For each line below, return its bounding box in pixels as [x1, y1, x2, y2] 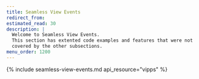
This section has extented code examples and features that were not [12, 37, 193, 43]
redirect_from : [6, 15, 45, 21]
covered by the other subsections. [12, 43, 103, 50]
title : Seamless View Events [6, 9, 81, 15]
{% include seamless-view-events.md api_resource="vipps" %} [6, 66, 168, 73]
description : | [6, 26, 45, 32]
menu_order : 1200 [6, 49, 51, 55]
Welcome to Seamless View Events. [12, 32, 100, 38]
